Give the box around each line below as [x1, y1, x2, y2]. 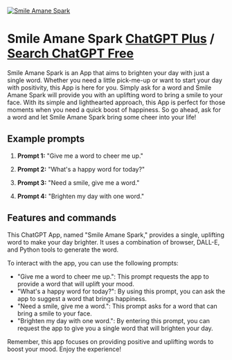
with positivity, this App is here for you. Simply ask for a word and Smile [7, 83, 212, 92]
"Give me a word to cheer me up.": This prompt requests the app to [17, 272, 209, 281]
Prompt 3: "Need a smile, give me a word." [17, 178, 140, 187]
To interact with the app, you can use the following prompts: [7, 259, 179, 267]
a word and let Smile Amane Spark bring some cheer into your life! [7, 113, 197, 121]
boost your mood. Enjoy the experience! [7, 345, 121, 353]
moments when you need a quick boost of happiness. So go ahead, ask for [7, 105, 222, 114]
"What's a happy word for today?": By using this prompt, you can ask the [17, 287, 226, 295]
